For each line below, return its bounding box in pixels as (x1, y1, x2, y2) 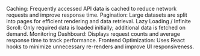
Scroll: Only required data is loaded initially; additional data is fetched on (6, 24, 186, 31)
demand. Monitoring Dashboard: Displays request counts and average (6, 30, 181, 38)
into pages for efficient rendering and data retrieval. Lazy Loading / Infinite (6, 18, 192, 24)
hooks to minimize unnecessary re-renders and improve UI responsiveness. (6, 43, 195, 50)
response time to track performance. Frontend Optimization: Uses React (6, 37, 186, 43)
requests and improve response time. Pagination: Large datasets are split (6, 11, 188, 18)
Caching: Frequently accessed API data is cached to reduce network (6, 5, 177, 12)
